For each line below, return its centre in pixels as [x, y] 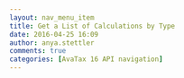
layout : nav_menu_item [52, 17]
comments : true [38, 51]
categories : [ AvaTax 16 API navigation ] [87, 59]
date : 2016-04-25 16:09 [54, 34]
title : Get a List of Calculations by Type [92, 26]
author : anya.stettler [52, 43]
